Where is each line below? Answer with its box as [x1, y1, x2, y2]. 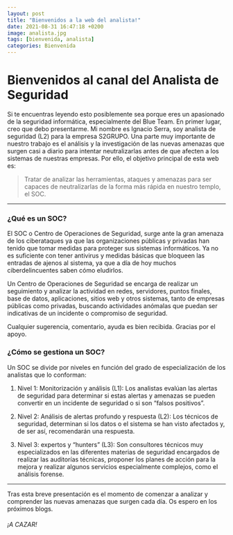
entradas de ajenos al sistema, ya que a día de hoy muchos [7, 259, 177, 267]
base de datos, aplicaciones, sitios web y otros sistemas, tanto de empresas [7, 294, 225, 303]
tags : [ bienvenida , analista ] [7, 36, 95, 43]
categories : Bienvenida [7, 42, 76, 49]
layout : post [7, 10, 45, 17]
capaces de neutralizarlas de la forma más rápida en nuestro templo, [24, 182, 221, 191]
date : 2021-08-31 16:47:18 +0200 [7, 23, 104, 30]
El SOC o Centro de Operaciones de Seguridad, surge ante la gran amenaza [7, 230, 224, 238]
